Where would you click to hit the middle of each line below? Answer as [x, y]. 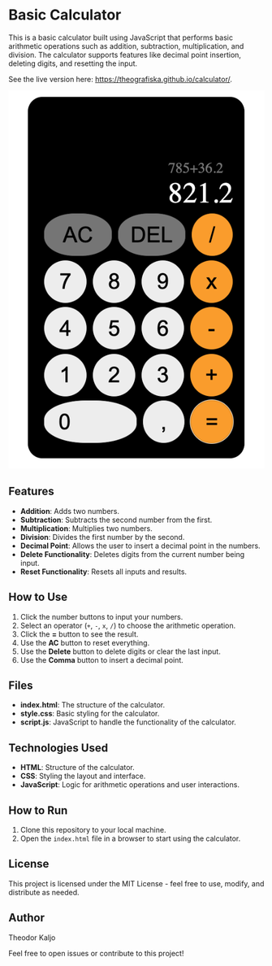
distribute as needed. [44, 892]
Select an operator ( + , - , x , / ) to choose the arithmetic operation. [128, 625]
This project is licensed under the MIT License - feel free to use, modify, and [136, 883]
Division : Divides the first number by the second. [102, 537]
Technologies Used [58, 748]
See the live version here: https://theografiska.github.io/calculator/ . [121, 79]
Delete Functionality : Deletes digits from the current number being [132, 554]
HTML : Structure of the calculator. [78, 768]
